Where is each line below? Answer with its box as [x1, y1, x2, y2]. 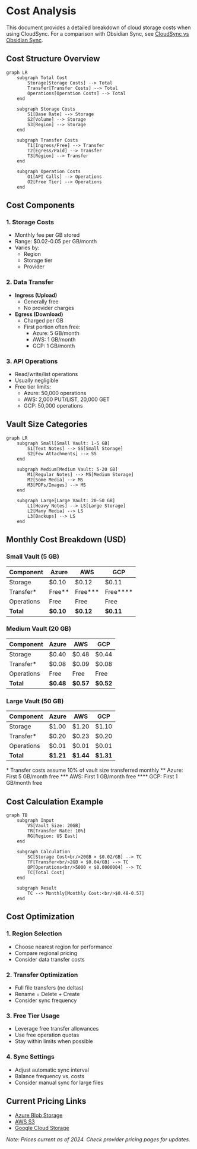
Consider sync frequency [14, 997, 77, 1004]
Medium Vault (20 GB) [6, 625, 71, 633]
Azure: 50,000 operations [23, 390, 87, 397]
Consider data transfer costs [14, 956, 85, 963]
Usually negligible [14, 377, 59, 384]
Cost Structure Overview [6, 54, 100, 64]
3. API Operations [6, 357, 58, 365]
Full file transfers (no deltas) [14, 984, 84, 991]
